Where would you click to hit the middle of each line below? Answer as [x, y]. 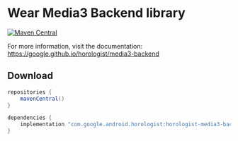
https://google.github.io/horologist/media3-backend [83, 54]
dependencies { [30, 118]
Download [30, 76]
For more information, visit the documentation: [75, 46]
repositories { [30, 92]
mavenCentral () [42, 99]
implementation [42, 125]
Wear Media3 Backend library [96, 13]
